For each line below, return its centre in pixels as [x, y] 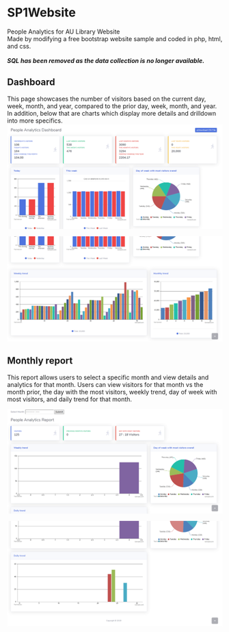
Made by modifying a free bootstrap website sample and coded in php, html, [115, 38]
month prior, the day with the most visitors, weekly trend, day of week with [112, 392]
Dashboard [31, 83]
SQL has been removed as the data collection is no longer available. [106, 60]
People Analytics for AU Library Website [64, 31]
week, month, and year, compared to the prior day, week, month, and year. [112, 106]
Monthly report [40, 361]
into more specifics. [35, 121]
